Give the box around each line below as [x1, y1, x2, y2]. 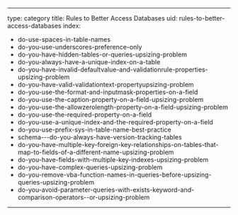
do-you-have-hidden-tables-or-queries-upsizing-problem [17, 50, 188, 59]
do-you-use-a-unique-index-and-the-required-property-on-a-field [17, 118, 214, 126]
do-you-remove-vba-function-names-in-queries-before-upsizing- [17, 170, 212, 179]
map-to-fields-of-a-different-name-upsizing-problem [17, 148, 174, 156]
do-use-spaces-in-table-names [17, 35, 111, 43]
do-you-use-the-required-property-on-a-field [17, 110, 152, 119]
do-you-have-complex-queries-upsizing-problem [17, 163, 163, 171]
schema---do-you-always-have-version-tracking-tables [17, 133, 182, 141]
